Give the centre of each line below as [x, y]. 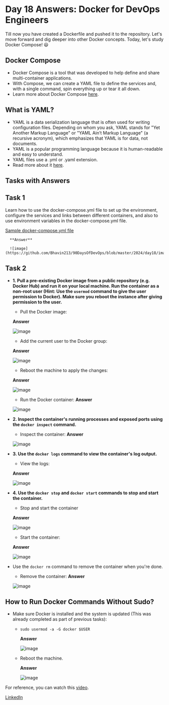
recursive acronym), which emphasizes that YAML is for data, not [80, 138]
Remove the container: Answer [52, 576]
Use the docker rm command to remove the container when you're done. [88, 566]
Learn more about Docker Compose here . [56, 94]
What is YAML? [30, 110]
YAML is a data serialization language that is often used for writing [81, 122]
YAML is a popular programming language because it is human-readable [88, 149]
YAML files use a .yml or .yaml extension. [55, 159]
